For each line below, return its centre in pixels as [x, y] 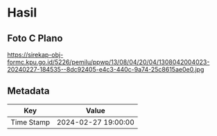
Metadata [28, 91]
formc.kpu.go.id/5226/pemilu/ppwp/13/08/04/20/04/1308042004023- [108, 62]
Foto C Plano [35, 38]
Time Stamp [31, 122]
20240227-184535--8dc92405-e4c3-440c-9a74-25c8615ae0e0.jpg [106, 69]
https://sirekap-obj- [35, 55]
